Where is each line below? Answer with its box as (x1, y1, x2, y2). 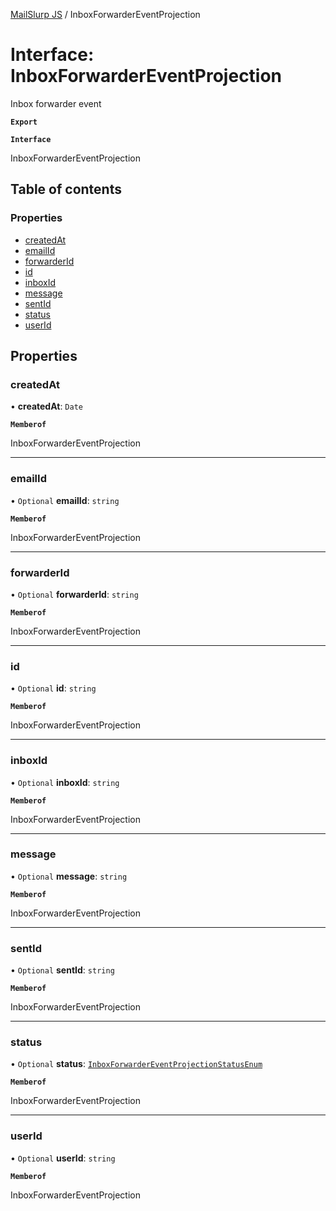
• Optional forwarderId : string (10, 588, 139, 600)
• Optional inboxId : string (10, 776, 120, 788)
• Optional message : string (10, 870, 128, 882)
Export (10, 117, 38, 127)
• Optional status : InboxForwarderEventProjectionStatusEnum (10, 1058, 263, 1070)
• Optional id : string (10, 682, 97, 694)
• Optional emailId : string (10, 494, 120, 506)
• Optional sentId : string (10, 964, 115, 976)
